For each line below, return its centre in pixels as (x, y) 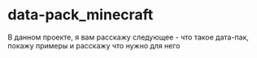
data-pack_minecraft (81, 15)
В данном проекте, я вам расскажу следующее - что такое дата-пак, (128, 37)
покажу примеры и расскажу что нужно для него (94, 45)
